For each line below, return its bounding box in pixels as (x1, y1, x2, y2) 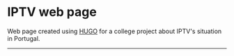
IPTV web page (7, 4, 97, 20)
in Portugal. (7, 34, 40, 42)
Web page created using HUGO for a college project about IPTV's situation (7, 27, 222, 35)
